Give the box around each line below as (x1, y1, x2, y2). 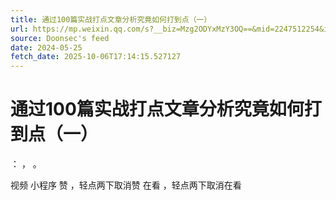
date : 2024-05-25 (10, 42, 83, 53)
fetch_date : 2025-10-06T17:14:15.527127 (10, 52, 182, 62)
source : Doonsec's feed (10, 33, 110, 43)
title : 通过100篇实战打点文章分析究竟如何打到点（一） (10, 14, 212, 25)
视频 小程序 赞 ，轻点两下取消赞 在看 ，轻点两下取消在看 (10, 179, 242, 191)
